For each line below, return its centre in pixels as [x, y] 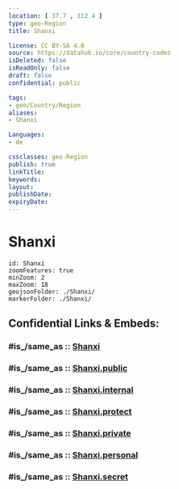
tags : [17, 98]
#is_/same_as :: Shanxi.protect [70, 411]
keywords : [25, 179]
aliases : [23, 113]
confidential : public [45, 83]
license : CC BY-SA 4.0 [46, 45]
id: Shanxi [27, 263]
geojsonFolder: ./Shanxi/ [52, 292]
